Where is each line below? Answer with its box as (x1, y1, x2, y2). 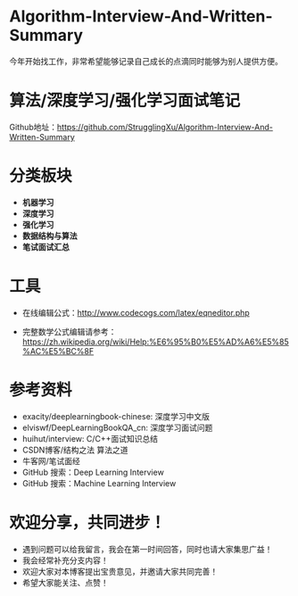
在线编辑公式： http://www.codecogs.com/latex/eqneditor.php (21, 307, 250, 318)
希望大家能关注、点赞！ (21, 577, 109, 588)
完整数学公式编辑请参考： (21, 326, 117, 336)
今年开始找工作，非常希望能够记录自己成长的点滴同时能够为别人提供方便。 (9, 55, 283, 66)
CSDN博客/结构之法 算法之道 (21, 444, 128, 455)
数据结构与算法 (21, 230, 78, 241)
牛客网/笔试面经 (21, 455, 80, 466)
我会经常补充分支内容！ (21, 555, 109, 566)
